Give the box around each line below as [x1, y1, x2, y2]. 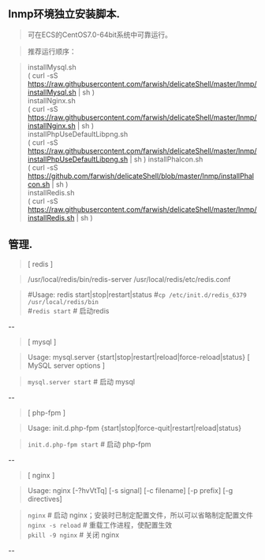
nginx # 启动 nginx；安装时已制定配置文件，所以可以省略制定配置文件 [27, 510, 254, 520]
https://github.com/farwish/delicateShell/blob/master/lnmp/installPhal [27, 171, 255, 180]
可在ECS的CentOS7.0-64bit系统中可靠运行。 [27, 30, 172, 39]
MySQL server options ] [27, 361, 105, 370]
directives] [27, 494, 63, 503]
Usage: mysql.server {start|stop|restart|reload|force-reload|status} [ [27, 352, 250, 362]
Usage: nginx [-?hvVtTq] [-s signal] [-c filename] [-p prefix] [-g [27, 485, 233, 495]
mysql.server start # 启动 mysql [27, 376, 136, 386]
